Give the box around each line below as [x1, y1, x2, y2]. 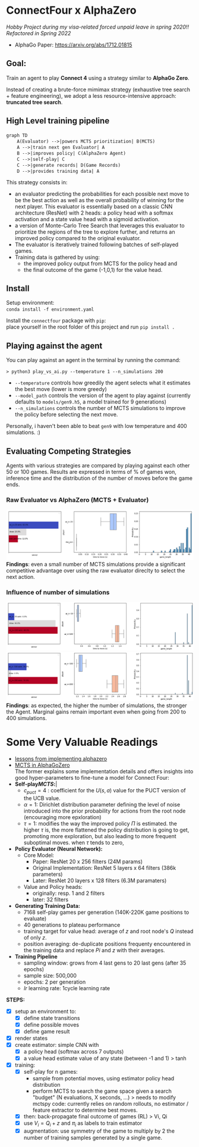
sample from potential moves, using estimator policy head [32, 1075, 175, 1082]
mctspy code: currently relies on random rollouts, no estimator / [32, 1100, 189, 1108]
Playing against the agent [6, 340, 103, 351]
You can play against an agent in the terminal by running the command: [6, 356, 181, 364]
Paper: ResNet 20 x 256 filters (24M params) [32, 858, 143, 865]
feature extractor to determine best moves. [32, 1106, 138, 1114]
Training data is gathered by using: [14, 253, 100, 261]
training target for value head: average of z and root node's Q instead [23, 928, 194, 935]
